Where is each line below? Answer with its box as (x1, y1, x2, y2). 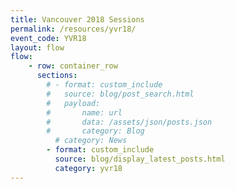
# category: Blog (46, 126, 145, 136)
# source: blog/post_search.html (46, 89, 195, 99)
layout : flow (10, 42, 65, 53)
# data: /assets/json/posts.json (46, 117, 213, 127)
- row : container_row (28, 61, 118, 71)
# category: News (54, 136, 128, 146)
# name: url (46, 107, 123, 118)
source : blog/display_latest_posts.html (54, 154, 226, 164)
